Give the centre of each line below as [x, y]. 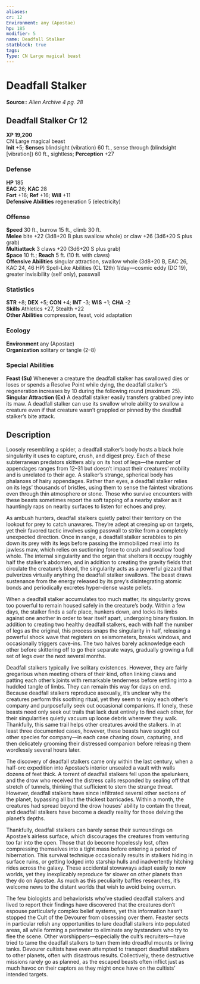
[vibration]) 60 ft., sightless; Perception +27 [60, 154]
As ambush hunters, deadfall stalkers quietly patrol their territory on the [94, 518]
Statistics [20, 289]
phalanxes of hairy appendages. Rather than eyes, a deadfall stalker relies [97, 481]
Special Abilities [30, 365]
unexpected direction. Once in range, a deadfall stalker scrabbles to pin [94, 537]
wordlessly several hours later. [44, 750]
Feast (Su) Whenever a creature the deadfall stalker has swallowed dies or [98, 378]
